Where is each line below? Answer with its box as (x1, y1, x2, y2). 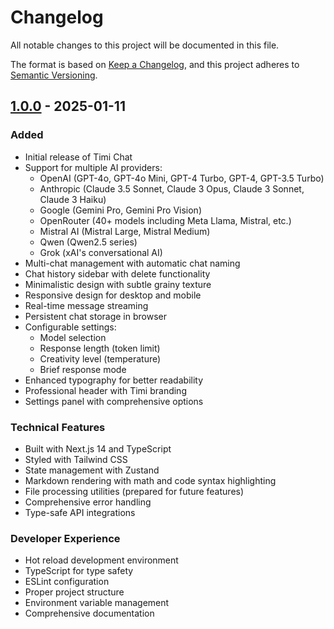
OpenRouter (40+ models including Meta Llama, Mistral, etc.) (39, 214, 292, 226)
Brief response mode (39, 363, 127, 375)
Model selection (39, 331, 107, 343)
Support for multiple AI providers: (24, 161, 163, 173)
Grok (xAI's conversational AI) (39, 246, 163, 258)
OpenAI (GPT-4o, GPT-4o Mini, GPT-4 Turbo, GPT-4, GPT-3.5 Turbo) (39, 172, 325, 184)
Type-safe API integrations (24, 506, 136, 518)
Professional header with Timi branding (24, 384, 187, 396)
